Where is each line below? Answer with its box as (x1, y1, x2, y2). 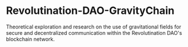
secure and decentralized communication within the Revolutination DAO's (6, 29, 182, 36)
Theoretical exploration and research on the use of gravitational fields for (6, 23, 182, 30)
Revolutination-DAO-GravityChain (6, 4, 175, 17)
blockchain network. (6, 35, 55, 42)
